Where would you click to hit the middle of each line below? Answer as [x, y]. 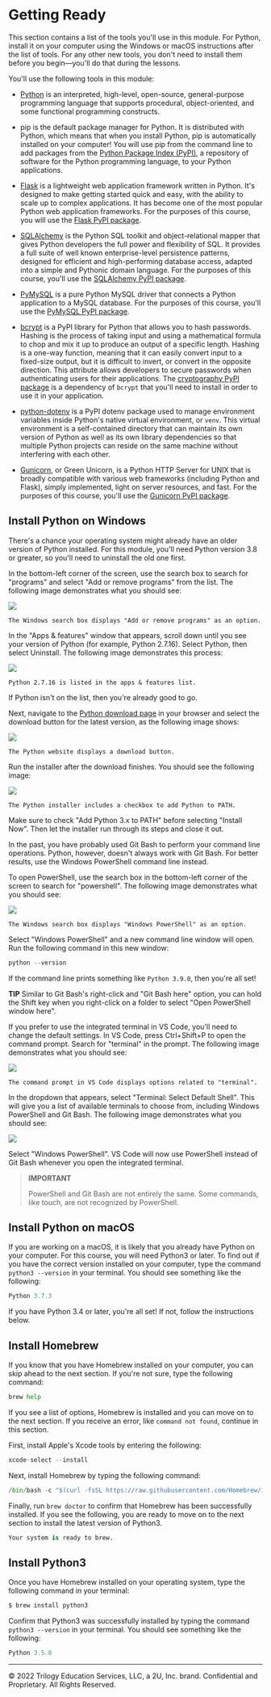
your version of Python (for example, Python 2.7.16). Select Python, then [128, 644]
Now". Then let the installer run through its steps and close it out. [116, 829]
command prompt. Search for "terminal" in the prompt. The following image [134, 1044]
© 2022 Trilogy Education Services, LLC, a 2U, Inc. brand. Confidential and [133, 1676]
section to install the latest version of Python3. [85, 1523]
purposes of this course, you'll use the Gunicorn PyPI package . [125, 495]
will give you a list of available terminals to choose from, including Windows [134, 1106]
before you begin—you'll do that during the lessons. [95, 63]
